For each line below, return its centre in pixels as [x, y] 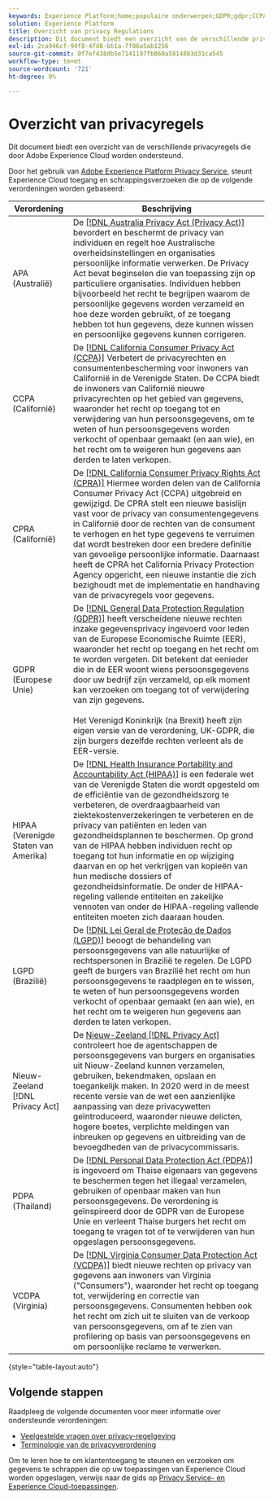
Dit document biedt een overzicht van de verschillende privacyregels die [130, 147]
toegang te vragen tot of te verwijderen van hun [164, 1231]
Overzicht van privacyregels [106, 124]
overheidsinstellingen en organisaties [144, 253]
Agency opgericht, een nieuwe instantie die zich [165, 574]
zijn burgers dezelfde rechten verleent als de [158, 741]
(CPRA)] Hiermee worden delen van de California [167, 483]
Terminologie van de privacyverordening [88, 1445]
